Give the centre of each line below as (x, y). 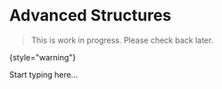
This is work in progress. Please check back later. (122, 40)
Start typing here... (44, 74)
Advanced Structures (90, 16)
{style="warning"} (43, 57)
